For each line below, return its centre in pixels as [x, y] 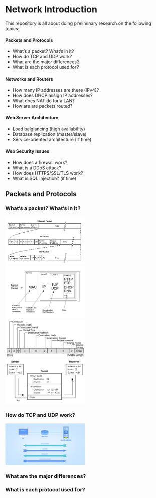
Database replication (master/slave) [49, 134]
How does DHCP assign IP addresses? [52, 95]
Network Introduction [51, 9]
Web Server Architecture [32, 117]
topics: [12, 28]
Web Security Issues [27, 151]
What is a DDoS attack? [37, 168]
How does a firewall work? [40, 162]
